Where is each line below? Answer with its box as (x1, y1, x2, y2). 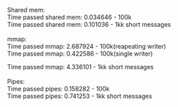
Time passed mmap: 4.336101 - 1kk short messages (7, 63, 154, 71)
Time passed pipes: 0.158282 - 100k (7, 85, 110, 93)
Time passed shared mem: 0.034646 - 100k (7, 13, 132, 21)
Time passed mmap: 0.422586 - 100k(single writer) (7, 49, 153, 58)
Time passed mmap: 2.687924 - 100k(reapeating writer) (7, 43, 166, 50)
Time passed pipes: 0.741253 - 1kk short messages (7, 92, 153, 100)
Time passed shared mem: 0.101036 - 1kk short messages (7, 21, 171, 28)
